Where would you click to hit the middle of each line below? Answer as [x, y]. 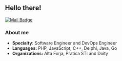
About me [17, 32]
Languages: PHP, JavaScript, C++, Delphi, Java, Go [64, 48]
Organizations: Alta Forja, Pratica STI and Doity [60, 54]
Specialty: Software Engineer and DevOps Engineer [64, 43]
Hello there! [23, 8]
